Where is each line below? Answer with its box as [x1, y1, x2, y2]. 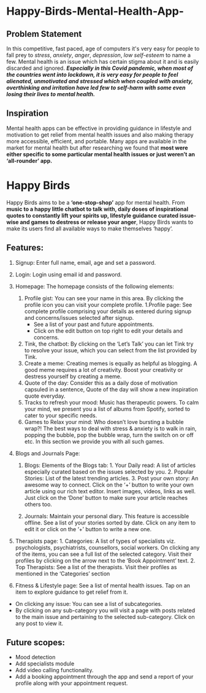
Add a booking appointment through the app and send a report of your [15, 673, 194, 681]
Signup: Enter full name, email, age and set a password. [15, 259, 156, 266]
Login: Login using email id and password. [15, 271, 122, 278]
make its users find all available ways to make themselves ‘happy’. [6, 225, 174, 232]
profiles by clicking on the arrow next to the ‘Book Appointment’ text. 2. [15, 556, 196, 564]
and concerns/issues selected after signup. [24, 314, 134, 321]
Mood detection [15, 654, 56, 661]
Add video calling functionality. [15, 667, 94, 674]
